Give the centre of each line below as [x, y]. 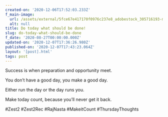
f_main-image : [20, 14]
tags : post [16, 56]
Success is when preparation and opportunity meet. [59, 70]
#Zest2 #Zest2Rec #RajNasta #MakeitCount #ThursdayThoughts [72, 109]
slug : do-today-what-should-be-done [43, 33]
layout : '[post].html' [29, 51]
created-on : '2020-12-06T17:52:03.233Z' [48, 10]
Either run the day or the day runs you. [45, 90]
